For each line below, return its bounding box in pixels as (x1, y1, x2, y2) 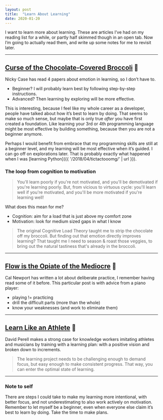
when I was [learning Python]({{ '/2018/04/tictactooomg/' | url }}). (5, 156, 137, 162)
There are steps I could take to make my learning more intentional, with (5, 394, 147, 400)
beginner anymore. (5, 131, 43, 137)
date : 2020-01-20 (5, 16, 40, 21)
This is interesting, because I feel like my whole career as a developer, (5, 105, 146, 112)
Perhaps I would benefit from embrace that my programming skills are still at (5, 141, 158, 146)
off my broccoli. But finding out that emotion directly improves (16, 233, 141, 239)
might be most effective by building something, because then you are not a (5, 126, 155, 132)
